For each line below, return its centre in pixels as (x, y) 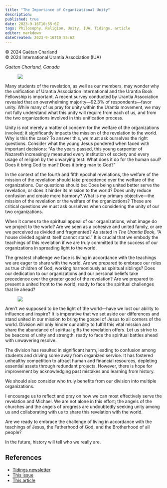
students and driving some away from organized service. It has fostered (79, 355)
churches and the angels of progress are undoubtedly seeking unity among (83, 406)
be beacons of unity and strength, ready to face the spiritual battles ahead (82, 335)
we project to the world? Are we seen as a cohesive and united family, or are (84, 226)
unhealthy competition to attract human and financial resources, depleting (81, 360)
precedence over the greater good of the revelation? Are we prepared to (79, 278)
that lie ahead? (20, 289)
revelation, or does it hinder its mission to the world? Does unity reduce (78, 190)
